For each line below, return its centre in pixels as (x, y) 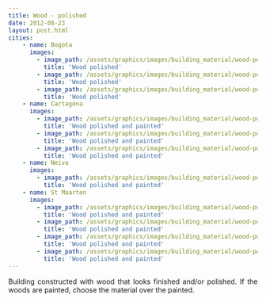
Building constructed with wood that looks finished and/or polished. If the (133, 281)
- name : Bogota (47, 45)
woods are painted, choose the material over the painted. (101, 289)
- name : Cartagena (53, 104)
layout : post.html (38, 30)
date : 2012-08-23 (37, 23)
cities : (21, 38)
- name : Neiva (46, 163)
